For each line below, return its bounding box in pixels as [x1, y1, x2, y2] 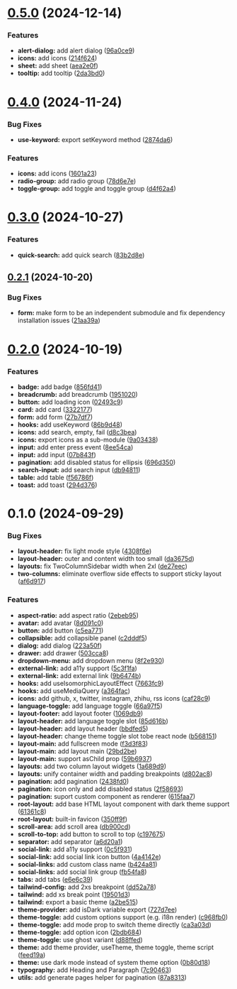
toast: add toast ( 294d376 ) [17, 481, 98, 489]
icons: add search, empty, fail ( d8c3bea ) [17, 427, 137, 436]
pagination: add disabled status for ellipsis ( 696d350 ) [17, 458, 176, 466]
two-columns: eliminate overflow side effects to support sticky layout [17, 569, 221, 578]
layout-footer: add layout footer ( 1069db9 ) [17, 709, 144, 718]
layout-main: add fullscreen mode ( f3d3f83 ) [17, 739, 149, 748]
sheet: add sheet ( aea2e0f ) [17, 62, 99, 70]
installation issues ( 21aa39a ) [17, 316, 100, 324]
